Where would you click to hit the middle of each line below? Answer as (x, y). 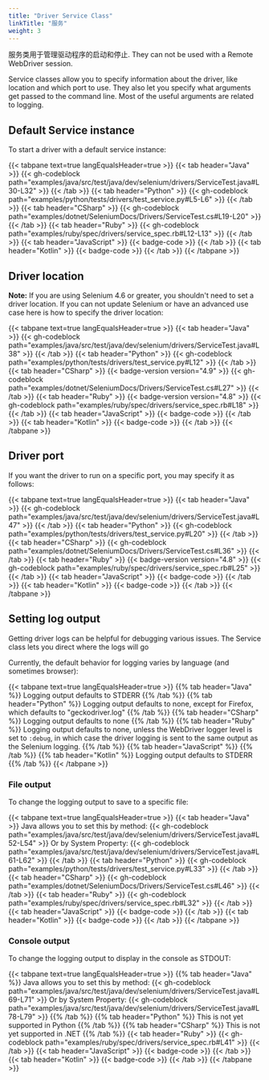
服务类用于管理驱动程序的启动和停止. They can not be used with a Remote (131, 55)
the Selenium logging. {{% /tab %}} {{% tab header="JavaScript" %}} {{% (130, 746)
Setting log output (54, 619)
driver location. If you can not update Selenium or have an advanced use (128, 304)
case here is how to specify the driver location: (86, 312)
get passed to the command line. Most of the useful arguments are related (131, 97)
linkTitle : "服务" (38, 23)
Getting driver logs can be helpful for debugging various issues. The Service (135, 638)
